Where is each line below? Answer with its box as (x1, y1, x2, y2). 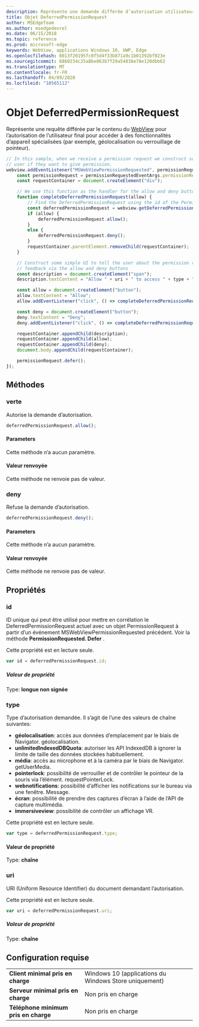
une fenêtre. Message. (14, 789, 70, 796)
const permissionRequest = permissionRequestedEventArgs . (17, 173, 163, 178)
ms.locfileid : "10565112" (6, 81, 70, 87)
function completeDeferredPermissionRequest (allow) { (17, 194, 152, 200)
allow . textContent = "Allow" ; (17, 293, 92, 299)
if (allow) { (27, 210, 60, 216)
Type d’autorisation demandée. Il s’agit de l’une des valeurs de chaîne (6, 714, 176, 721)
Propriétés (6, 585, 46, 595)
